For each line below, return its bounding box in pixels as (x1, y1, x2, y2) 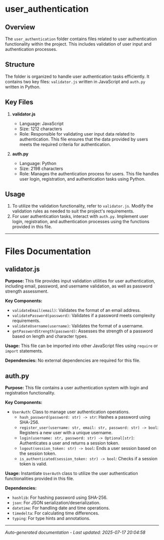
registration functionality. (5, 390, 56, 396)
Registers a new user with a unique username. (19, 430, 113, 436)
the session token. (19, 450, 57, 456)
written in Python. (5, 84, 41, 90)
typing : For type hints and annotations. (12, 516, 91, 521)
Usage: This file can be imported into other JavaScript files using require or (5, 343, 158, 349)
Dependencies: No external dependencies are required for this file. (5, 357, 141, 363)
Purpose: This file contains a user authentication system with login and (5, 385, 148, 391)
